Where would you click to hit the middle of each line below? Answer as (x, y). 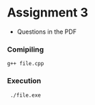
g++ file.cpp (26, 64)
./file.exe (25, 95)
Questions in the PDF (47, 32)
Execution (24, 81)
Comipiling (26, 49)
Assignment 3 (48, 13)
